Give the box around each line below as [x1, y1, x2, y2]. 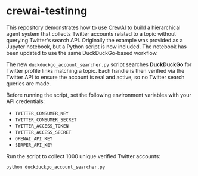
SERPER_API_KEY [14, 142, 53, 148]
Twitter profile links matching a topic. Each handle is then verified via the [6, 67, 185, 74]
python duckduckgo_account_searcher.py [6, 164, 106, 170]
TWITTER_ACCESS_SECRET [14, 129, 72, 135]
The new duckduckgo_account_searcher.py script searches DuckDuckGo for [6, 61, 192, 68]
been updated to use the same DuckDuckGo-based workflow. [6, 49, 158, 56]
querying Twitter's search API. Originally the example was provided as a [6, 36, 183, 44]
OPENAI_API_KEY [14, 135, 53, 141]
